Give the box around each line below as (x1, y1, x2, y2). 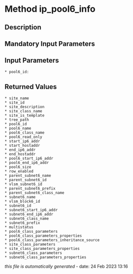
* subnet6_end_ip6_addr (4, 212, 54, 217)
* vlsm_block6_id (4, 199, 40, 204)
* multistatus (4, 224, 34, 229)
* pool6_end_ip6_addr (4, 160, 49, 165)
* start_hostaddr (4, 143, 40, 148)
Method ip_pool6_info (4, 3, 96, 15)
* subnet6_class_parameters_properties (4, 254, 87, 260)
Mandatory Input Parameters (4, 39, 96, 48)
